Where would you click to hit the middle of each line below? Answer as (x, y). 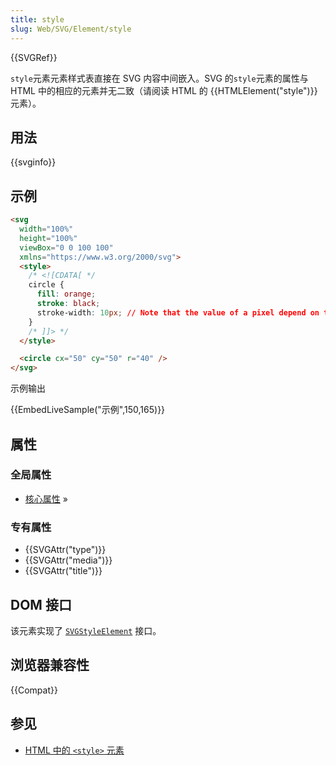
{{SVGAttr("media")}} (68, 560)
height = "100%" (48, 238)
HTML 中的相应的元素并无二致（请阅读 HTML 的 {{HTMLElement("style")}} (164, 90)
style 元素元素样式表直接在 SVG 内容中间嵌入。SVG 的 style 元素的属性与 (159, 78)
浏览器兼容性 (50, 665)
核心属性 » (46, 498)
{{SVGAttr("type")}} (65, 550)
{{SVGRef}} (34, 57)
